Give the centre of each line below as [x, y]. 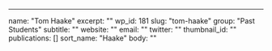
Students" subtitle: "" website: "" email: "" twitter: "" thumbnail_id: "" [123, 30]
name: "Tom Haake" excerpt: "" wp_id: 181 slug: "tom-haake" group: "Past [132, 21]
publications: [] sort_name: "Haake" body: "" [83, 38]
